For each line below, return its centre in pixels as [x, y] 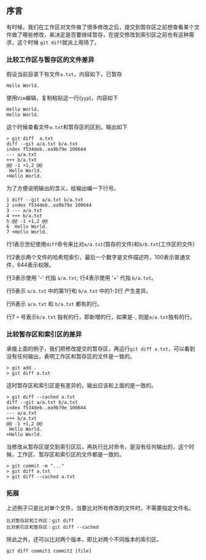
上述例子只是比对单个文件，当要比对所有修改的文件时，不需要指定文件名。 [100, 508]
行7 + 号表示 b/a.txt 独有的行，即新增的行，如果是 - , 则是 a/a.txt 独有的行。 [101, 317]
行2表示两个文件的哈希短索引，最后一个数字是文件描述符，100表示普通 [96, 257]
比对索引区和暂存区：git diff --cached [53, 527]
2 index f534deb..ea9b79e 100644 [49, 205]
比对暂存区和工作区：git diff [40, 520]
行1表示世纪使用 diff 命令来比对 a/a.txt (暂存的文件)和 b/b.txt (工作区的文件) [101, 244]
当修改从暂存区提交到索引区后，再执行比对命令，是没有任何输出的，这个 [97, 447]
